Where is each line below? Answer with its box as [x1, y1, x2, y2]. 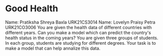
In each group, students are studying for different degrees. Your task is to [5, 40, 156, 46]
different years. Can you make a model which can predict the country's [5, 29, 151, 35]
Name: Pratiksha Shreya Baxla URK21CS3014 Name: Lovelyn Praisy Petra [5, 19, 156, 25]
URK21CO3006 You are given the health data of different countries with [5, 24, 152, 30]
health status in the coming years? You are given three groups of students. [5, 35, 159, 41]
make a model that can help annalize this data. [5, 45, 101, 51]
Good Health [5, 3, 58, 14]
